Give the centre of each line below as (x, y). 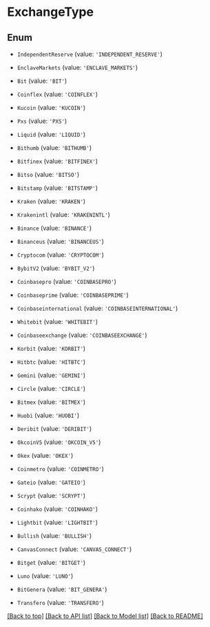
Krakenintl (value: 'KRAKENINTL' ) (63, 214)
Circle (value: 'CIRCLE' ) (51, 388)
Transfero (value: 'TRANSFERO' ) (61, 602)
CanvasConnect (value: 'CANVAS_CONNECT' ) (74, 549)
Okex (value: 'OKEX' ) (45, 455)
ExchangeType (51, 12)
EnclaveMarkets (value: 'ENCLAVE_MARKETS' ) (77, 67)
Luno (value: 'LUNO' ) (45, 576)
